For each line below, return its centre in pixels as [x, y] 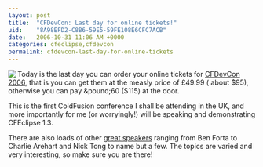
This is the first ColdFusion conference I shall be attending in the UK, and [126, 106]
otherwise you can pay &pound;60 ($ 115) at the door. [94, 91]
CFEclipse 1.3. [31, 123]
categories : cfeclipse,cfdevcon [61, 45]
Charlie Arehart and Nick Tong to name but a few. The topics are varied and [130, 146]
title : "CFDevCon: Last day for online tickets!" [93, 23]
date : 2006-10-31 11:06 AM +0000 [66, 37]
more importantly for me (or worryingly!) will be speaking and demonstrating [132, 114]
